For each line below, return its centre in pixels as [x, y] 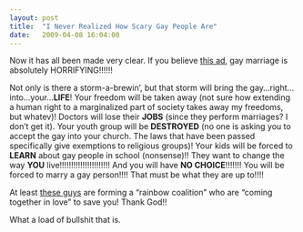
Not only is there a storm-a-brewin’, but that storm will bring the [129, 88]
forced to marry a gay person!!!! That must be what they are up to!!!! [136, 175]
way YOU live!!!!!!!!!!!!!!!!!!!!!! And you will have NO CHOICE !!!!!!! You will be [147, 166]
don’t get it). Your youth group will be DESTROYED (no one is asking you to [150, 126]
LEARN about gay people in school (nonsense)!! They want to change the [147, 156]
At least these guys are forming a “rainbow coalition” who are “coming [141, 193]
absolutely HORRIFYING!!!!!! [61, 70]
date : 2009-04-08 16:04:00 [65, 35]
